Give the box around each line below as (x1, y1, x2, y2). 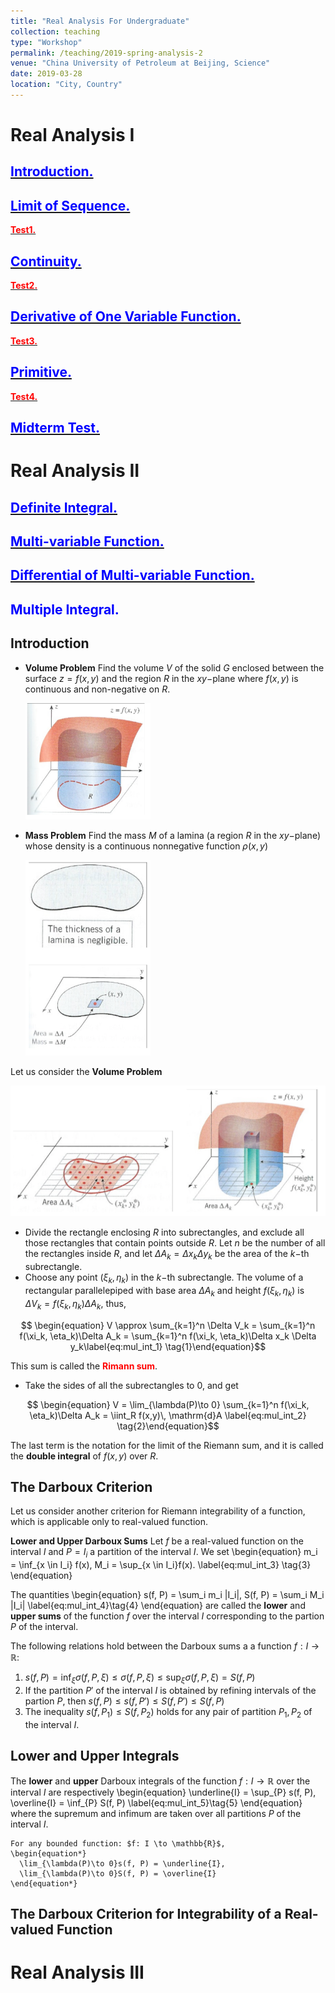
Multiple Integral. (10, 601, 120, 618)
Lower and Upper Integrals (10, 1748, 180, 1765)
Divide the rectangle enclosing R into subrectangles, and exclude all (24, 1226, 305, 1239)
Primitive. (10, 364, 72, 381)
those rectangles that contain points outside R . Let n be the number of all (24, 1237, 326, 1249)
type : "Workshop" (10, 37, 83, 47)
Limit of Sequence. (10, 197, 131, 214)
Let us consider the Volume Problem (10, 1065, 163, 1077)
